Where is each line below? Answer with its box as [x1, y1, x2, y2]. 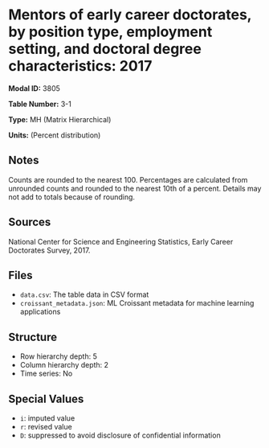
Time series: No [19, 368, 73, 379]
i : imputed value [19, 413, 75, 423]
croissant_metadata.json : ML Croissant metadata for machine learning [19, 298, 255, 308]
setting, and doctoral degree [8, 40, 202, 58]
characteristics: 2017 [8, 57, 153, 76]
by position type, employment [8, 23, 213, 41]
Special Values [8, 392, 84, 405]
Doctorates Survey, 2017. [8, 245, 91, 255]
